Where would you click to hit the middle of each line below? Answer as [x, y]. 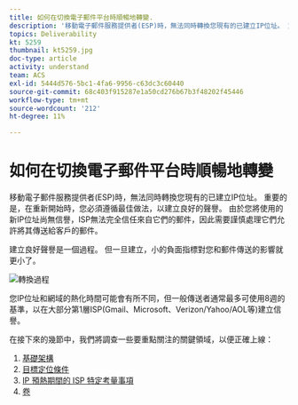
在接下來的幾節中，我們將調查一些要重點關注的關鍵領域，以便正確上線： [141, 339]
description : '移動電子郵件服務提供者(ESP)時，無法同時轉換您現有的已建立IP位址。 [147, 26]
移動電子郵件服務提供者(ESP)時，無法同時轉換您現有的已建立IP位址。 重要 [145, 197]
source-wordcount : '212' [55, 108]
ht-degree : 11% [37, 116]
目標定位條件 [45, 369]
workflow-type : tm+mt [49, 100]
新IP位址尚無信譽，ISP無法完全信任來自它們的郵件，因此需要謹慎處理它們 [143, 219]
